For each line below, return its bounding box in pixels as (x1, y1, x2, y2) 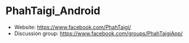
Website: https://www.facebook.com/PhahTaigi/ (14, 24, 132, 31)
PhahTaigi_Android (5, 4, 101, 18)
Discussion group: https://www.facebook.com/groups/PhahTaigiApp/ (14, 29, 183, 37)
